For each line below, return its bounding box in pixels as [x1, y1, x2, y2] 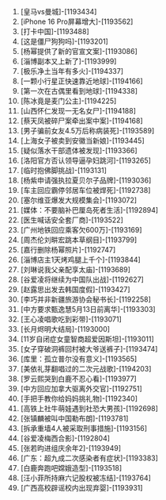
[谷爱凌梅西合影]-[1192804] [20, 433, 110, 443]
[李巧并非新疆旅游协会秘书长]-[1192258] [20, 294, 151, 304]
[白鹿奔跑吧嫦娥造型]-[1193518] [20, 463, 123, 472]
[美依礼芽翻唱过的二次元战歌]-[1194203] [20, 364, 152, 373]
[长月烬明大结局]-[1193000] [20, 325, 110, 333]
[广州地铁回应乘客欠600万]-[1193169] [20, 225, 142, 234]
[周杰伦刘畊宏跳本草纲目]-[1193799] [20, 235, 138, 244]
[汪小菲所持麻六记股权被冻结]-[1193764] [20, 473, 151, 483]
